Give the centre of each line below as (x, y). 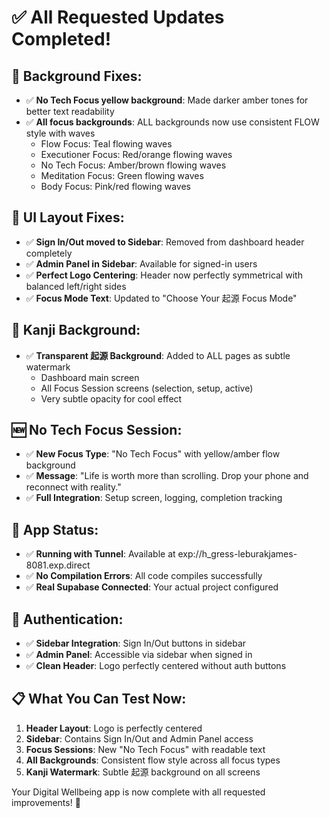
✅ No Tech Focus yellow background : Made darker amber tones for (167, 100)
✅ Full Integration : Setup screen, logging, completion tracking (154, 498)
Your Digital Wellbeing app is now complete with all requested (138, 792)
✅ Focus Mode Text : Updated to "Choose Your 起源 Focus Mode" (161, 298)
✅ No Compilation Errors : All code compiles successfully (144, 576)
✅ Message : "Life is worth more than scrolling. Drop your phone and (167, 476)
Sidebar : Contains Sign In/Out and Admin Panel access (139, 738)
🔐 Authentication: (67, 619)
